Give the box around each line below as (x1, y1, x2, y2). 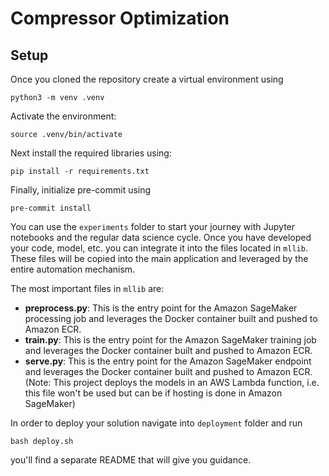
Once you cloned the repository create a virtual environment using (10, 73, 284, 85)
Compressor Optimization (10, 7, 230, 30)
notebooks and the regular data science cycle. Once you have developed (10, 232, 312, 243)
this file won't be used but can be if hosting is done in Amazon (24, 387, 283, 399)
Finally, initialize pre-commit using (10, 184, 152, 196)
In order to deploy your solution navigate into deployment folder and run (10, 417, 303, 429)
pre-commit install (10, 203, 92, 213)
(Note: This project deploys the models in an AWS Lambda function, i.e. (24, 377, 320, 388)
